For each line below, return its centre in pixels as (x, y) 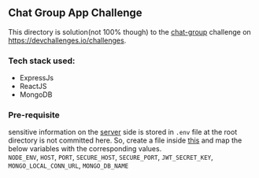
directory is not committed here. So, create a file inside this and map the (125, 140)
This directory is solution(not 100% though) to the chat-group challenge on (130, 32)
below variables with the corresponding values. (85, 149)
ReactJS (33, 87)
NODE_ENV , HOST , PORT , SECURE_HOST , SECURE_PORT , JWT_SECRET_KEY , (111, 158)
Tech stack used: (42, 61)
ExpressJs (36, 78)
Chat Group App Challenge (76, 13)
